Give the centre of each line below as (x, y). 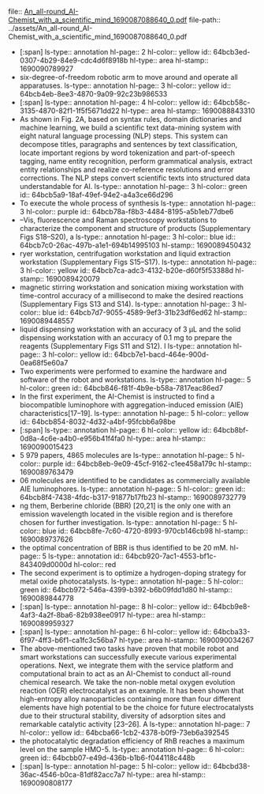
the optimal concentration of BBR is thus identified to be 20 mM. (124, 548)
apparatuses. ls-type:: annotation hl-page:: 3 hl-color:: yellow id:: (125, 85)
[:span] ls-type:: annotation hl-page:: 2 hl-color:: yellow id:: (115, 52)
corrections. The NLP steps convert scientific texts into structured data (135, 178)
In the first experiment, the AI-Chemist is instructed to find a (117, 396)
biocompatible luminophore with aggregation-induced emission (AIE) (132, 405)
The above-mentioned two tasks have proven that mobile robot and (129, 648)
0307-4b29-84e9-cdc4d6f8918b (74, 60)
